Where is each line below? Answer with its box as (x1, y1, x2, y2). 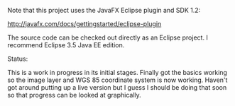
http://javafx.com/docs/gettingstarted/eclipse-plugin (7, 20, 162, 28)
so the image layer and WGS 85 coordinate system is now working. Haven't (7, 76, 228, 84)
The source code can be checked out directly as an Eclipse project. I (7, 33, 208, 42)
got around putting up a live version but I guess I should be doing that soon (7, 83, 227, 91)
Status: (7, 54, 28, 63)
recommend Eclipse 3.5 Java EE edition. (7, 41, 125, 49)
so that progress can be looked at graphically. (7, 91, 142, 99)
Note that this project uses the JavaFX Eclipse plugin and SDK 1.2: (7, 6, 201, 14)
